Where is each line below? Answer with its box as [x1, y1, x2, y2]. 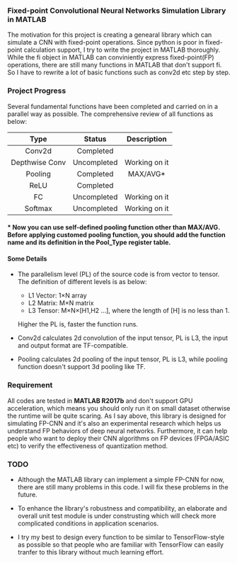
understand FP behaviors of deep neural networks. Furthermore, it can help [7, 426, 228, 435]
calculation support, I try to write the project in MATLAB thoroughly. [23, 45, 221, 55]
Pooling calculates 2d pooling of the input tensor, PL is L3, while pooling [17, 355, 228, 363]
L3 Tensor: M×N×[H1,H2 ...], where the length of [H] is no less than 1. [28, 307, 230, 315]
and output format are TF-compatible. [17, 341, 129, 350]
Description [126, 134, 168, 144]
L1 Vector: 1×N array [28, 291, 87, 300]
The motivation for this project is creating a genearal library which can [7, 30, 212, 39]
